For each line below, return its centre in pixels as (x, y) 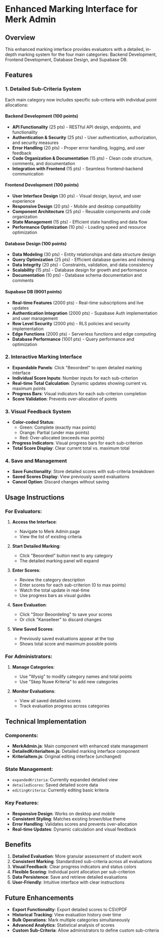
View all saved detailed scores (50, 701)
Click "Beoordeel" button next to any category (66, 556)
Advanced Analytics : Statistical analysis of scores (63, 925)
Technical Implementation (46, 721)
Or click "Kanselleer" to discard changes (60, 620)
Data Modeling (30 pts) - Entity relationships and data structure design (84, 254)
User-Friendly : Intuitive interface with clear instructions (68, 882)
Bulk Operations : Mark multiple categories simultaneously (71, 920)
